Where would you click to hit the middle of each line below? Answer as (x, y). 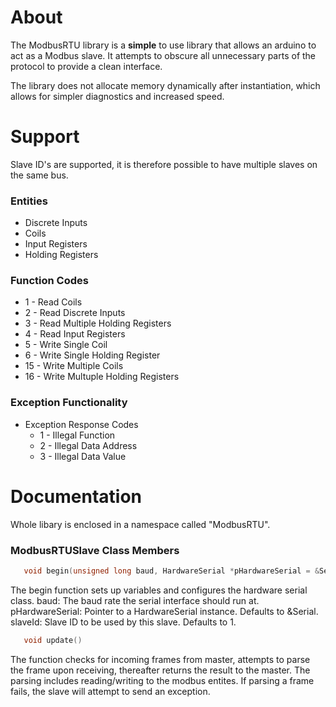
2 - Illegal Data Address (88, 445)
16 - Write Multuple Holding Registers (102, 377)
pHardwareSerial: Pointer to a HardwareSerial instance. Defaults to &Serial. (164, 611)
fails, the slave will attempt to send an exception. (110, 691)
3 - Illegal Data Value (83, 456)
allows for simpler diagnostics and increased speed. (117, 96)
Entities (29, 201)
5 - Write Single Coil (66, 345)
